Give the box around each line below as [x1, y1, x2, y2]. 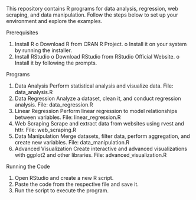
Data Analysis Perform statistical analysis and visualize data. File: [14, 82, 174, 89]
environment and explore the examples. [6, 18, 103, 24]
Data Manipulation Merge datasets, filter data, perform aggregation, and [14, 133, 190, 140]
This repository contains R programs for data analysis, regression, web [6, 5, 178, 12]
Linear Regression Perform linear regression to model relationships [14, 108, 178, 114]
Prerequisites [6, 29, 38, 36]
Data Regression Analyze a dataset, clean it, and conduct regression [14, 95, 181, 102]
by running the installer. [14, 47, 73, 54]
